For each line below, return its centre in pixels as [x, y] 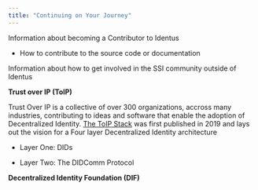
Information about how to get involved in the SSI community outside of [122, 68]
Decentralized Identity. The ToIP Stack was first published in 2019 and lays [129, 123]
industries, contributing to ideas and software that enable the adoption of [127, 115]
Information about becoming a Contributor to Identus [94, 38]
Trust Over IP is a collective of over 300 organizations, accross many [120, 107]
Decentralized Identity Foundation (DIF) [74, 177]
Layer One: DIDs [46, 147]
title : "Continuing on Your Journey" [70, 15]
